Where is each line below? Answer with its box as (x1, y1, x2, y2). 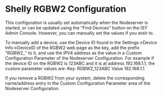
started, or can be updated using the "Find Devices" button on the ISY (5, 24, 148, 30)
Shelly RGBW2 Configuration (5, 3, 126, 15)
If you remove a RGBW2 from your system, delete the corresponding (5, 75, 145, 81)
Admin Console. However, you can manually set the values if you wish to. (5, 30, 154, 36)
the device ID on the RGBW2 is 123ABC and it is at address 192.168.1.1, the (5, 60, 155, 66)
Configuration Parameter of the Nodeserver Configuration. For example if (5, 55, 154, 61)
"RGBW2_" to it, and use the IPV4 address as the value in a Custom (5, 50, 142, 56)
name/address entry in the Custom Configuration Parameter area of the (5, 80, 151, 86)
